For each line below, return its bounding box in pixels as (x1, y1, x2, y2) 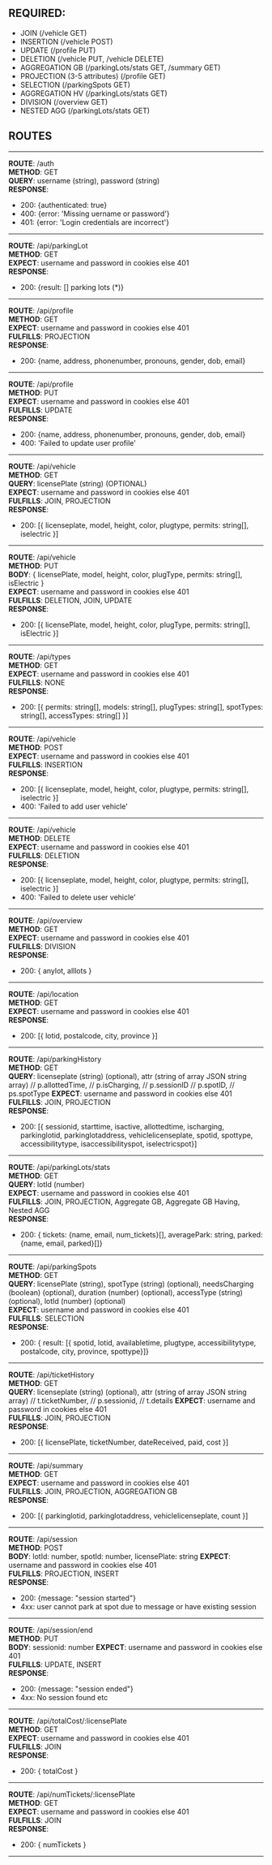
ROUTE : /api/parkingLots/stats (8, 1162, 111, 1172)
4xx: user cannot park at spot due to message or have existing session (19, 1601, 257, 1611)
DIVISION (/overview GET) (19, 97, 108, 106)
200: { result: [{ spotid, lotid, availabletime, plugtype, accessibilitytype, (19, 1337, 257, 1347)
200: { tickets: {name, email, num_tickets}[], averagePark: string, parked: (19, 1229, 263, 1239)
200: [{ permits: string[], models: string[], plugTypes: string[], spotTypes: (19, 702, 264, 711)
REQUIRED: (8, 6, 66, 20)
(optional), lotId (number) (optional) (8, 1296, 126, 1306)
